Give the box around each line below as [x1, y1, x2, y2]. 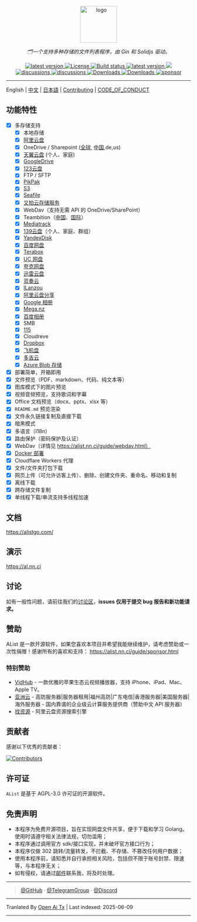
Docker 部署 [14, 450, 45, 457]
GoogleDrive [23, 158, 54, 165]
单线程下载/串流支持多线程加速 [14, 494, 89, 501]
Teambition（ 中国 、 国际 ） [23, 213, 87, 220]
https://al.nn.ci [6, 563, 41, 570]
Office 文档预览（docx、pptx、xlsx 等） [14, 398, 111, 405]
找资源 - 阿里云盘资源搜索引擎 [14, 707, 87, 715]
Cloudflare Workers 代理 [14, 457, 74, 464]
